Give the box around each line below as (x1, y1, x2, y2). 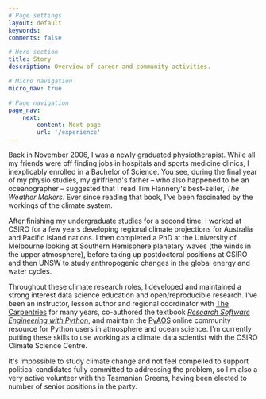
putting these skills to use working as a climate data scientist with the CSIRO (8, 332, 258, 342)
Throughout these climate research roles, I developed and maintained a (8, 282, 242, 291)
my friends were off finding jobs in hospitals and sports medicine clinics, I (8, 159, 249, 167)
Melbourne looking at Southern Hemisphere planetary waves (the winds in (8, 241, 252, 251)
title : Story (8, 56, 52, 63)
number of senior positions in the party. (8, 382, 137, 391)
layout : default (8, 19, 62, 27)
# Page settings (8, 11, 62, 20)
